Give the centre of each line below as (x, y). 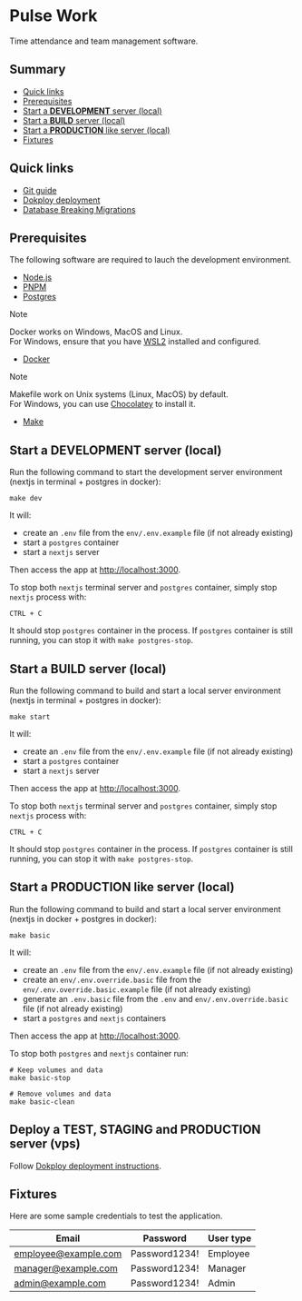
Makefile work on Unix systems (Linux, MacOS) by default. (119, 394)
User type (230, 1238)
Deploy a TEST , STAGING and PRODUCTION (135, 1130)
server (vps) (45, 1144)
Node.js (37, 277)
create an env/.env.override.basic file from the (112, 979)
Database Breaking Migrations (79, 209)
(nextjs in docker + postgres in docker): (83, 919)
